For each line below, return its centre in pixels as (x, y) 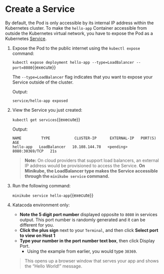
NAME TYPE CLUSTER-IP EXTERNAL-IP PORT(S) (84, 138)
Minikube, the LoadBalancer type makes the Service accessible (91, 171)
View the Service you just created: (47, 110)
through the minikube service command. (67, 176)
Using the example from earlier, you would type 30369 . (82, 251)
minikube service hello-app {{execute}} (53, 195)
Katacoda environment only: (41, 205)
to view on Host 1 (38, 235)
